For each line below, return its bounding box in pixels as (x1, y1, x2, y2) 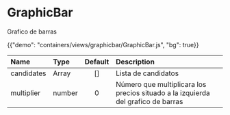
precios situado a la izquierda (115, 88, 210, 97)
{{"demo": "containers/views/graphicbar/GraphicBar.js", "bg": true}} (7, 40, 200, 49)
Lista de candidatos (115, 68, 179, 78)
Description (115, 57, 155, 66)
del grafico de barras (115, 97, 183, 106)
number (53, 88, 79, 97)
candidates (10, 68, 47, 78)
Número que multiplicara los (115, 79, 207, 89)
